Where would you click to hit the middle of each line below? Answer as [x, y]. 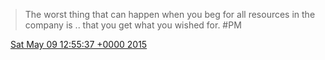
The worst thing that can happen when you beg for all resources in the [170, 14]
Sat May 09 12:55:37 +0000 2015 [78, 44]
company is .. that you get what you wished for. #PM [133, 25]
